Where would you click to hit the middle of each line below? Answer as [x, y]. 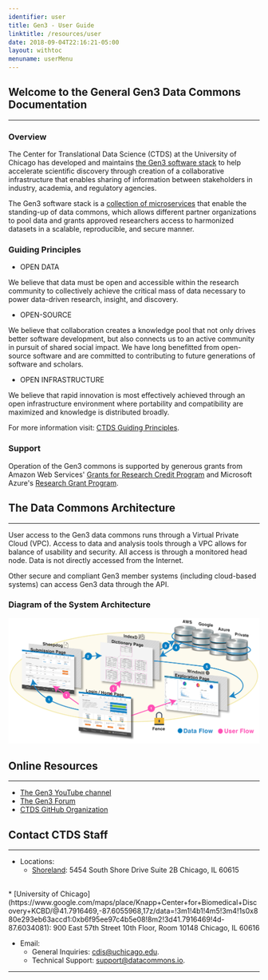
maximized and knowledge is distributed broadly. [89, 412]
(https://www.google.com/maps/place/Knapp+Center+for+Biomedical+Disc [133, 902]
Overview [28, 137]
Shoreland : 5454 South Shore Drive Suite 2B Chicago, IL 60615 [135, 870]
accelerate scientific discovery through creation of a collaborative [116, 171]
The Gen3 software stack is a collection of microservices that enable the [128, 204]
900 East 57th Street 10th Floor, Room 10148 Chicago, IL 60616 [156, 927]
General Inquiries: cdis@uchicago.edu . [95, 951]
